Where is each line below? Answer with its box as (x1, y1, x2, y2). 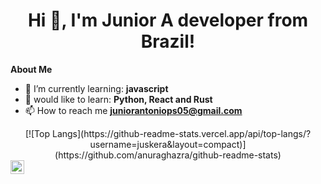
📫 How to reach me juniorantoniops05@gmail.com (24, 104, 243, 116)
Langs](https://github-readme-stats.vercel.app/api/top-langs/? (51, 127, 312, 139)
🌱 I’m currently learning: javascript (24, 82, 169, 94)
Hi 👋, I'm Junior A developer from (27, 9, 309, 32)
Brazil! (140, 30, 196, 53)
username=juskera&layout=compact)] (89, 138, 247, 150)
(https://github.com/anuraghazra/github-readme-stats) (54, 149, 282, 161)
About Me (10, 63, 53, 75)
